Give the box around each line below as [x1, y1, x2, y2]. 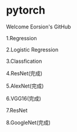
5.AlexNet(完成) [6, 82, 44, 89]
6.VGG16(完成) [6, 95, 41, 102]
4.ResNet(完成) [6, 69, 43, 77]
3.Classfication [6, 57, 42, 65]
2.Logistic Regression [6, 46, 59, 53]
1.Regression [6, 34, 37, 41]
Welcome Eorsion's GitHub [6, 23, 72, 30]
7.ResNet [6, 107, 28, 114]
